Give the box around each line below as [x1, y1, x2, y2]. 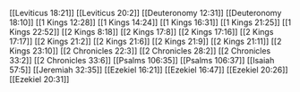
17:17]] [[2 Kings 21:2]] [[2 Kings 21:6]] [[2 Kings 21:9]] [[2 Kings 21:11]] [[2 [9, 36, 282, 46]
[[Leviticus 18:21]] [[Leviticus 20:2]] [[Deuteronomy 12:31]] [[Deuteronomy [9, 8, 282, 18]
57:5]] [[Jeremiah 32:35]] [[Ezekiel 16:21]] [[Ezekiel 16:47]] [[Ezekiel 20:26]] [9, 64, 288, 75]
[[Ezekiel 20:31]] [9, 74, 70, 84]
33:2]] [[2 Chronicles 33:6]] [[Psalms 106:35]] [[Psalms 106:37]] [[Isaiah [9, 55, 275, 65]
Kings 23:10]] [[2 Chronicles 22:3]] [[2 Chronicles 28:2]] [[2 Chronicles [9, 46, 271, 56]
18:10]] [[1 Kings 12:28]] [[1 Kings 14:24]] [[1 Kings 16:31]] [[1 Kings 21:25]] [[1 [9, 17, 292, 28]
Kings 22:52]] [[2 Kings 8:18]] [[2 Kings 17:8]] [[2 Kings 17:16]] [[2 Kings [9, 27, 274, 37]
